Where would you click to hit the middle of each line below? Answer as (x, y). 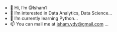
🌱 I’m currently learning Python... (44, 18)
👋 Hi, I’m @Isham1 (28, 8)
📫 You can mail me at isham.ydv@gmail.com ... (59, 24)
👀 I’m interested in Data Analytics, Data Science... (61, 13)
